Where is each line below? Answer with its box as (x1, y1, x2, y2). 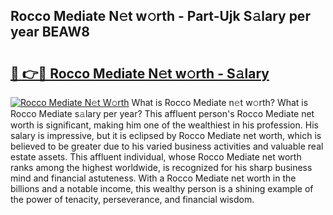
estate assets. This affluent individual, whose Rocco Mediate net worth (10, 151, 302, 163)
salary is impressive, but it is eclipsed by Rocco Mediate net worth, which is (10, 130, 322, 141)
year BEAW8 (10, 24, 90, 41)
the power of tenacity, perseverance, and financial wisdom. (10, 194, 255, 205)
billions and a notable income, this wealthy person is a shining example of (10, 183, 314, 194)
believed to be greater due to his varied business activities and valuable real (10, 140, 324, 152)
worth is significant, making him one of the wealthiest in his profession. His (10, 119, 319, 131)
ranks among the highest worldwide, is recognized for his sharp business (10, 162, 313, 173)
